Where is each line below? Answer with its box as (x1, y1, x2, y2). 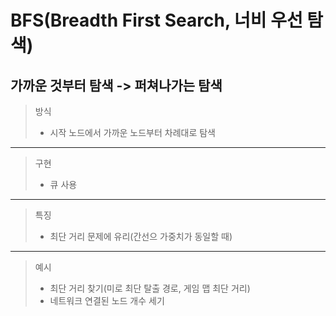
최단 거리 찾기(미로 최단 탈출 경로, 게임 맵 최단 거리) (49, 282, 251, 294)
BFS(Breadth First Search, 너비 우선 (10, 9, 303, 32)
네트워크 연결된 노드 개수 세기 (49, 295, 165, 306)
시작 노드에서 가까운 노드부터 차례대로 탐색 (49, 127, 217, 138)
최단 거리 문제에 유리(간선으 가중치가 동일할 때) (49, 231, 233, 242)
